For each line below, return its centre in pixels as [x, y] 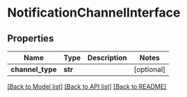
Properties [31, 38]
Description [107, 58]
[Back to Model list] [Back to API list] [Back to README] [87, 87]
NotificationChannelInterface [94, 13]
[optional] [150, 69]
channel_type [34, 69]
